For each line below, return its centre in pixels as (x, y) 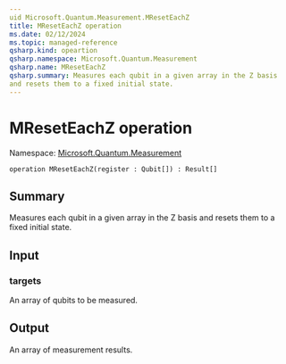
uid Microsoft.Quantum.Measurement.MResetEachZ (100, 17)
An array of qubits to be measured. (74, 301)
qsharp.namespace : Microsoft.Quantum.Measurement (104, 59)
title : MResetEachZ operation (66, 26)
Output (29, 328)
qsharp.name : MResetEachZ (57, 68)
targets (25, 280)
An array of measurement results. (71, 350)
